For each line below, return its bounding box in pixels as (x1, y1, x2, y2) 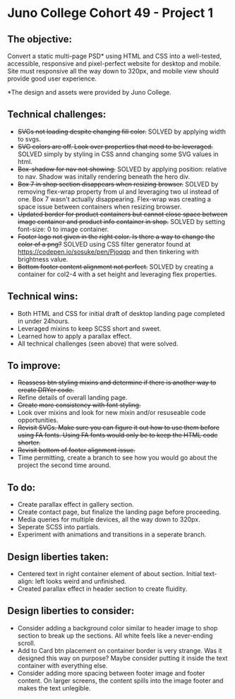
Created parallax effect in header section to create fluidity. (17, 585, 188, 593)
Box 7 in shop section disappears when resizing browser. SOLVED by (17, 180, 219, 188)
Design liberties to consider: (7, 605, 135, 617)
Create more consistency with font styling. (17, 401, 141, 409)
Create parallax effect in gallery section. (17, 500, 134, 509)
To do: (7, 481, 36, 493)
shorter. (17, 438, 41, 447)
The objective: (7, 33, 73, 45)
